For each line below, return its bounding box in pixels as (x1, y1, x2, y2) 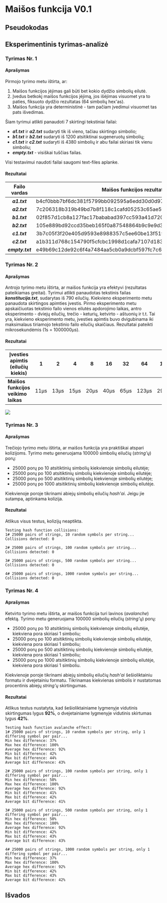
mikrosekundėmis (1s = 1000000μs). (5, 327, 80, 333)
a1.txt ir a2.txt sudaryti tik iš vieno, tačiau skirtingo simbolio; (12, 128, 137, 135)
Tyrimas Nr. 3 (5, 421, 38, 428)
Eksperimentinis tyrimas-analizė (5, 40, 108, 48)
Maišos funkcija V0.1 (5, 3, 92, 15)
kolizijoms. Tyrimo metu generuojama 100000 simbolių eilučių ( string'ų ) (5, 450, 152, 456)
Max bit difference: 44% (5, 756, 57, 761)
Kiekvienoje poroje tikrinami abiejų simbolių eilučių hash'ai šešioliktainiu (5, 672, 153, 678)
